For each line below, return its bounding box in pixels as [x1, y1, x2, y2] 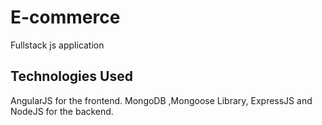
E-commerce [10, 6, 121, 29]
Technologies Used [10, 68, 133, 85]
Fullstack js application [10, 39, 105, 51]
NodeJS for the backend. [10, 105, 114, 117]
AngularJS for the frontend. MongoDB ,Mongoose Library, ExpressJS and [10, 94, 313, 106]
